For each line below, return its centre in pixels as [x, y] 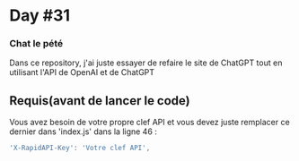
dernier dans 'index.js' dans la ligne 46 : [83, 131]
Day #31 [40, 16]
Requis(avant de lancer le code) [100, 101]
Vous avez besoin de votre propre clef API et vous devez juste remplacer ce [149, 123]
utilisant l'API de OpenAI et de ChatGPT [82, 72]
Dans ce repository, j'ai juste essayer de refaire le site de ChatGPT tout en [146, 63]
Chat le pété [36, 44]
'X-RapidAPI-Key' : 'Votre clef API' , [80, 148]
